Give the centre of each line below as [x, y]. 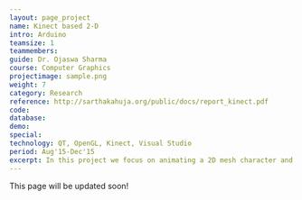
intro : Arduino [38, 34]
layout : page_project [50, 18]
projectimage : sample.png [58, 77]
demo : [19, 127]
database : [28, 118]
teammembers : [34, 51]
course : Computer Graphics [60, 68]
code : [19, 110]
